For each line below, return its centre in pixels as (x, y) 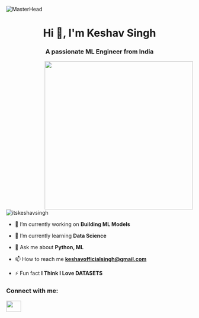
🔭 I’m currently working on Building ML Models (72, 224)
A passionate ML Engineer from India (99, 52)
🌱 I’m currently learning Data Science (60, 236)
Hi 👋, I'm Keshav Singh (99, 33)
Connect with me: (32, 291)
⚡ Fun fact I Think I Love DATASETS (59, 274)
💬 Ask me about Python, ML (49, 247)
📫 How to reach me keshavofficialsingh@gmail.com (81, 259)
